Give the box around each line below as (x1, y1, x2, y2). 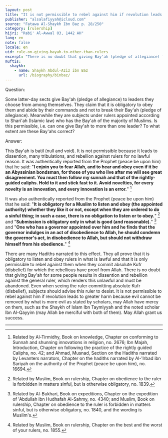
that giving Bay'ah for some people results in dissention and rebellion (5, 272, 147, 278)
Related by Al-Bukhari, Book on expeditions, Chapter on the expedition (12, 390, 158, 397)
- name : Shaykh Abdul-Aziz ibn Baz (14, 68, 88, 73)
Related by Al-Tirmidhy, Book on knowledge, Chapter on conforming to (12, 334, 158, 340)
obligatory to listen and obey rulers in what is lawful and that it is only (5, 256, 148, 262)
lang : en (5, 36, 23, 41)
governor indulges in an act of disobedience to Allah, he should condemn (5, 229, 160, 235)
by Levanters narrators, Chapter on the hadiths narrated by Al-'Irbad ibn (12, 355, 161, 361)
